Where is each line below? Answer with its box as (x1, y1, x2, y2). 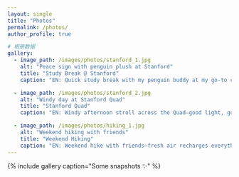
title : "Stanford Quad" (20, 103, 91, 110)
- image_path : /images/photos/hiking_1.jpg (14, 122, 144, 129)
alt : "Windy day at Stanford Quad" (20, 96, 126, 103)
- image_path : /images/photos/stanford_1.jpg (14, 56, 152, 64)
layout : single (7, 10, 53, 18)
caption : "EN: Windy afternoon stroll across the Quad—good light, (20, 109, 224, 116)
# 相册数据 (7, 44, 36, 51)
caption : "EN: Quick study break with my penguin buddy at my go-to (20, 76, 228, 84)
